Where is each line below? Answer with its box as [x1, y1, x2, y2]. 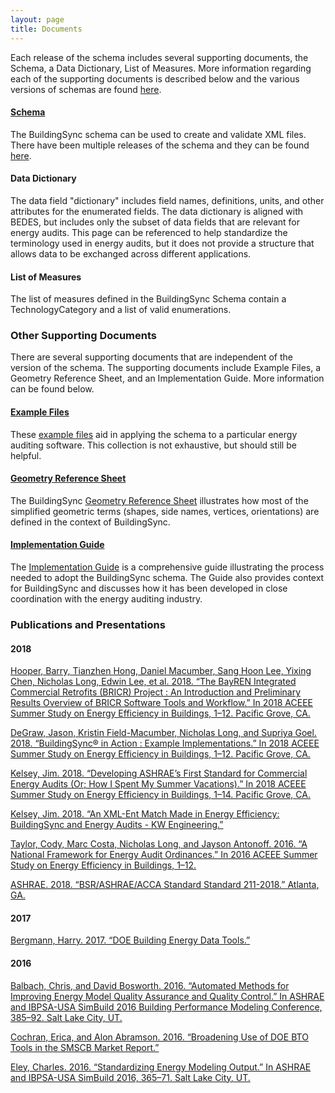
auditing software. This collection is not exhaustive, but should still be [10, 439, 297, 451]
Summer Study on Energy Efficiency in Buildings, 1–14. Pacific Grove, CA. [10, 789, 311, 801]
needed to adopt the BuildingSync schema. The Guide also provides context [10, 572, 325, 584]
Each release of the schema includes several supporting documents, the [10, 51, 309, 63]
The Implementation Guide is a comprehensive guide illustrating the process [10, 561, 325, 573]
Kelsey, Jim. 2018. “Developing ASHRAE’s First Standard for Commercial [10, 767, 308, 780]
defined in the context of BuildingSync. [10, 516, 171, 528]
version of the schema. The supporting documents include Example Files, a [10, 362, 322, 374]
